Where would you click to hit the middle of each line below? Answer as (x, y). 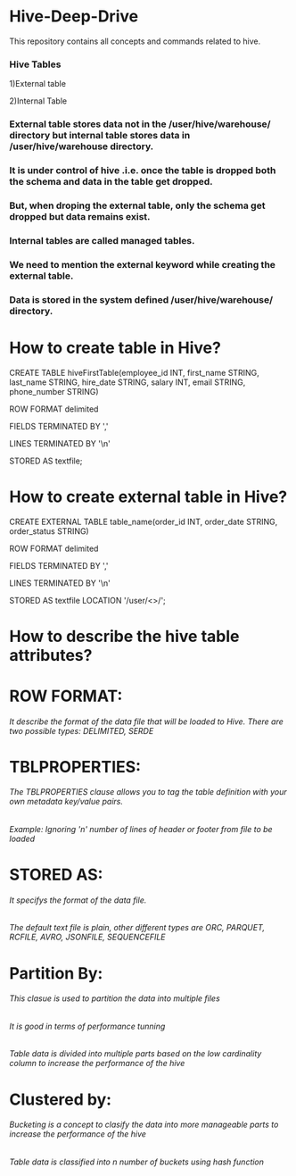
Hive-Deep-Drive (74, 17)
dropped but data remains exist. (80, 217)
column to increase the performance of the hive (97, 1063)
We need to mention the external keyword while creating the (143, 264)
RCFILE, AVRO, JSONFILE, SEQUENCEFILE (87, 937)
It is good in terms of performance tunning (87, 1026)
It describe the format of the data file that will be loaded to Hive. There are (146, 721)
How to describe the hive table (124, 636)
